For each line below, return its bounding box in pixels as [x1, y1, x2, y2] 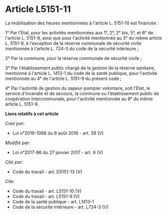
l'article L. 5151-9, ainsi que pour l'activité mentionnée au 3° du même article [5, 35, 163, 41]
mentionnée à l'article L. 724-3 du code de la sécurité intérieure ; [5, 45, 139, 51]
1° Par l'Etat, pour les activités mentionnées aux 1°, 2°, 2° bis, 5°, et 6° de [5, 29, 154, 35]
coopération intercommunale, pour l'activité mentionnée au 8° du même [5, 96, 153, 102]
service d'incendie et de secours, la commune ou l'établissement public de [5, 90, 160, 96]
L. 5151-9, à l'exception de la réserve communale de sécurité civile [5, 40, 142, 46]
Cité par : [5, 159, 23, 165]
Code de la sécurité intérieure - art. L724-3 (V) [12, 204, 109, 210]
